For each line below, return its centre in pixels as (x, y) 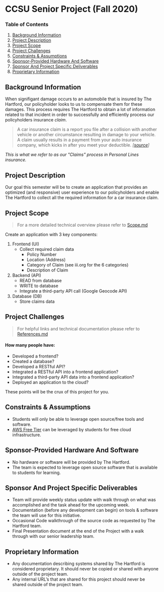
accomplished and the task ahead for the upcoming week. (71, 505)
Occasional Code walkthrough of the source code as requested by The (84, 521)
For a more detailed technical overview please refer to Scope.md (82, 225)
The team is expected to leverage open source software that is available (85, 467)
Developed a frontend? (35, 356)
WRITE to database (39, 286)
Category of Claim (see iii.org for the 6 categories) (78, 265)
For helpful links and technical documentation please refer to (78, 328)
